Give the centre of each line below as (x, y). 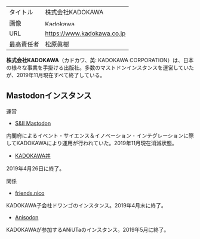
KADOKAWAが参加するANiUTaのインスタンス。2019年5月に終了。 (88, 229)
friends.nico (30, 193)
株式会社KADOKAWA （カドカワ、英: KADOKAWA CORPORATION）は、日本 (100, 60)
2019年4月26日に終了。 (36, 168)
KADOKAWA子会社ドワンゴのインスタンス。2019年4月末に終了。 (87, 205)
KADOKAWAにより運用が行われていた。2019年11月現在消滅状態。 (97, 143)
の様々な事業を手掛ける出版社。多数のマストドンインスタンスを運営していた (100, 68)
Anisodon (27, 217)
